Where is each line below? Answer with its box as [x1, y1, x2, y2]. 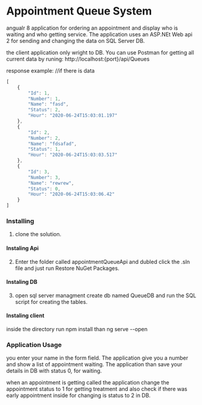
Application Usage [6, 340, 62, 349]
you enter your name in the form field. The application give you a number [6, 354, 189, 361]
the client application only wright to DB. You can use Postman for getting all [6, 48, 195, 56]
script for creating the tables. [15, 298, 88, 305]
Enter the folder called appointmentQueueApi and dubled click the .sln [15, 258, 191, 265]
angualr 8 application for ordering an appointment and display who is [6, 24, 178, 31]
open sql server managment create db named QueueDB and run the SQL [15, 292, 197, 299]
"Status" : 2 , [28, 107, 61, 113]
